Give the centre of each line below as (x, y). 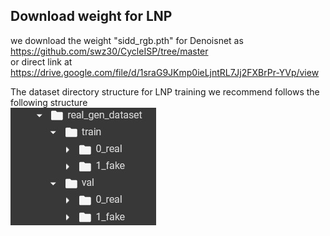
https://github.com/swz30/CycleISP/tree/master (109, 51)
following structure (49, 102)
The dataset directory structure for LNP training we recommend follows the (165, 91)
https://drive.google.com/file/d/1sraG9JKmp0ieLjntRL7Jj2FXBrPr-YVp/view (165, 72)
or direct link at (41, 61)
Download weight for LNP (91, 16)
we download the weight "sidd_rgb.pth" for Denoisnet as (127, 40)
